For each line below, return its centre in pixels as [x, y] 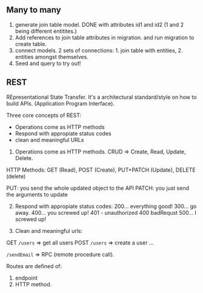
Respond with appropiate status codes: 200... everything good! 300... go [106, 206]
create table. [31, 44]
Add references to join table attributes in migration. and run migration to [105, 37]
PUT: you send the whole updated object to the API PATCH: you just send [98, 188]
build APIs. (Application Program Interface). [61, 103]
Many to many [34, 10]
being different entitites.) [46, 31]
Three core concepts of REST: [44, 115]
